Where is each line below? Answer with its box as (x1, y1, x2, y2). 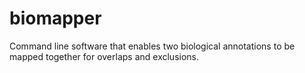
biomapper (9, 7, 102, 30)
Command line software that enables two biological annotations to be (9, 40, 296, 52)
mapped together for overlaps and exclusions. (9, 50, 200, 62)
